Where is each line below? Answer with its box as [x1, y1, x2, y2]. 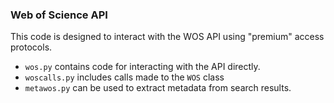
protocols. [10, 41, 53, 53]
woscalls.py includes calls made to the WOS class [24, 71, 225, 83]
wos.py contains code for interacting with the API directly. [24, 61, 261, 73]
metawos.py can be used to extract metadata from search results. [24, 82, 292, 94]
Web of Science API [10, 8, 108, 22]
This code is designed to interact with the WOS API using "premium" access [10, 31, 325, 43]
